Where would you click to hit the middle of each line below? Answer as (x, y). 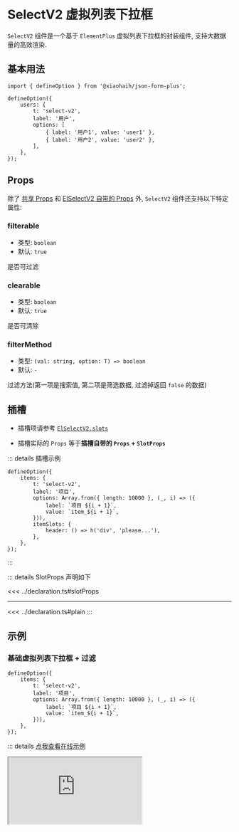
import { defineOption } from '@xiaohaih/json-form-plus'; (97, 86)
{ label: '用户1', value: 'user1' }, (100, 132)
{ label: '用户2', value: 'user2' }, (100, 139)
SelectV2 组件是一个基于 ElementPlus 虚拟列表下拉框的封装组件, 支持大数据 (117, 36)
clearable (24, 285)
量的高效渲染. (27, 44)
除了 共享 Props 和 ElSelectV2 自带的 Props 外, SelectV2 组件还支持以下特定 (118, 198)
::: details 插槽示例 (34, 458)
